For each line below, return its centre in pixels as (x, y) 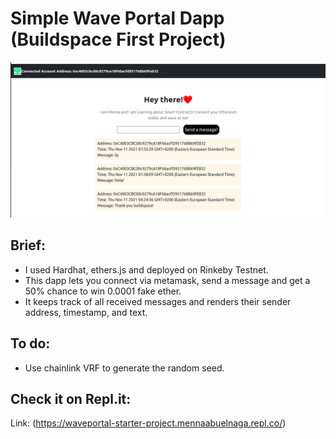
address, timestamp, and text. (86, 312)
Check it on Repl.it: (71, 399)
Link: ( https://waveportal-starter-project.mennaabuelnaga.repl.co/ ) (148, 423)
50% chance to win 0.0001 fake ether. (103, 291)
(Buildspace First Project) (118, 39)
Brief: (28, 245)
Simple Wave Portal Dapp (117, 18)
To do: (30, 343)
